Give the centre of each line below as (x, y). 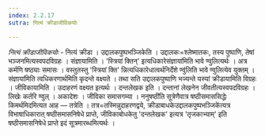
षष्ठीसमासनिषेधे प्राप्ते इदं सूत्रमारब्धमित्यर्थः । (62, 123)
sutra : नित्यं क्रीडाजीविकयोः (43, 23)
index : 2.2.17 (32, 15)
